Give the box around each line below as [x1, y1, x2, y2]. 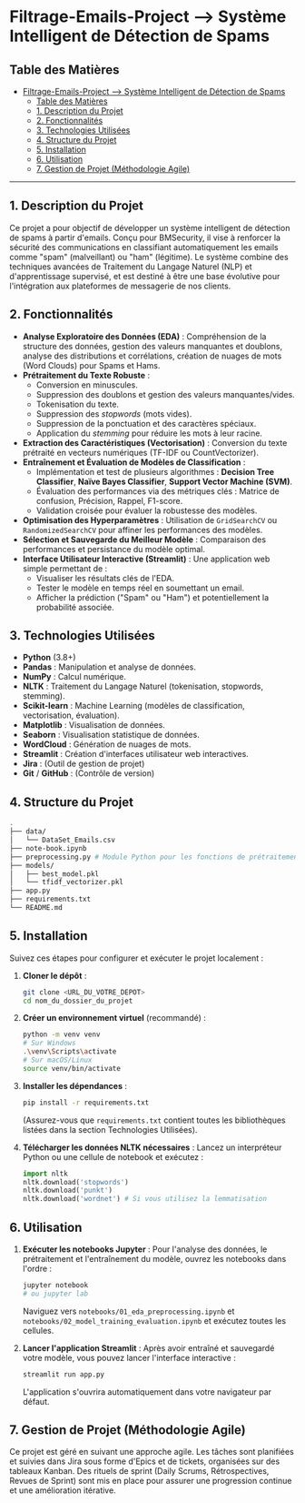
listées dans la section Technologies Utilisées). [22, 1124, 198, 1135]
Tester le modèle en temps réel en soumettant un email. [35, 582, 245, 593]
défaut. [22, 1396, 50, 1407]
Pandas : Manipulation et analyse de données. [22, 661, 197, 672]
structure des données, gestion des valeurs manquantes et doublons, [22, 340, 283, 351]
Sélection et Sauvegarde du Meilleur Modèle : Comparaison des [22, 534, 266, 545]
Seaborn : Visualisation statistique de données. [22, 730, 200, 741]
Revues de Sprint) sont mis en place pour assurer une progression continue [9, 1476, 292, 1487]
